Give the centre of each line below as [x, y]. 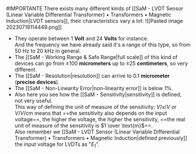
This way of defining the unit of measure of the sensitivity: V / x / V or [95, 107]
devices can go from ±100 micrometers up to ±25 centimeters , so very [101, 63]
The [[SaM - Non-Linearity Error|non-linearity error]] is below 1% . [94, 88]
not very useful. [33, 101]
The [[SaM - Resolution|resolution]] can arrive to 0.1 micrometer [92, 76]
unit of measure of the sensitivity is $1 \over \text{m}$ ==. [84, 126]
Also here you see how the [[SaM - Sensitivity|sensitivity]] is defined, [98, 94]
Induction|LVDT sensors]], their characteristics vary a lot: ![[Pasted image [94, 21]
